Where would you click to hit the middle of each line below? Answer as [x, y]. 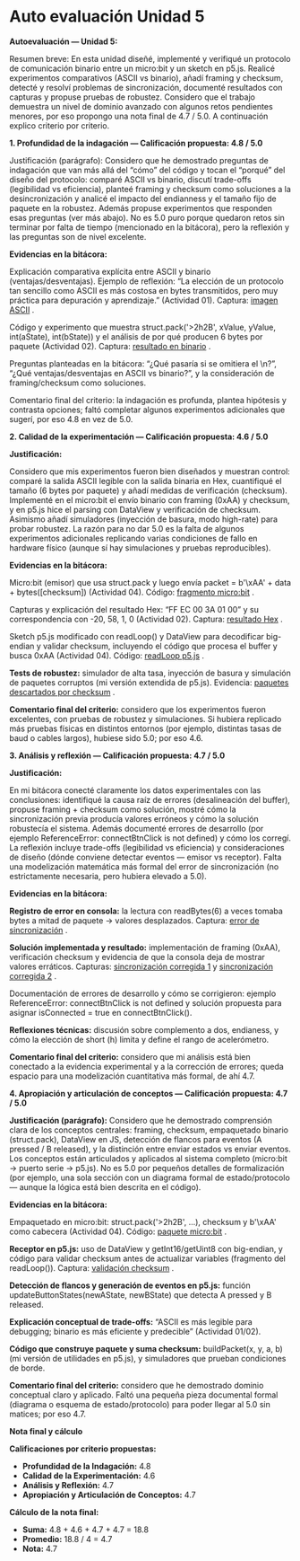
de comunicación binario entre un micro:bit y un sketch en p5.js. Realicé [142, 68]
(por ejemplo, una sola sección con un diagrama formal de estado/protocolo [150, 1177]
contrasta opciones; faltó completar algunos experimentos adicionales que [147, 410]
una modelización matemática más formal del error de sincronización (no [144, 866]
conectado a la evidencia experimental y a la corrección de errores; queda [146, 1066]
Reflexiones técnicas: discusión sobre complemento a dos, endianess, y [144, 1029]
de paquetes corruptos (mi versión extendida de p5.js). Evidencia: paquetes [149, 682]
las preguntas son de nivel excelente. [78, 236]
